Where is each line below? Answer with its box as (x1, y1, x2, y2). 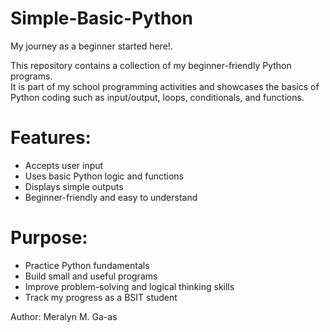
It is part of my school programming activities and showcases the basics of (10, 80, 320, 92)
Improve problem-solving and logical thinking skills (24, 280, 235, 292)
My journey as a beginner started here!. (10, 40, 173, 52)
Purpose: (10, 227, 88, 249)
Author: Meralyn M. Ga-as (10, 310, 118, 322)
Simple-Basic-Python (10, 7, 193, 30)
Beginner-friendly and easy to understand (24, 191, 198, 203)
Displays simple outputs (24, 180, 124, 192)
